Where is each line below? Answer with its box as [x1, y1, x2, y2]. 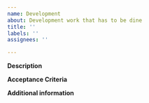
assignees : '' [7, 36, 49, 43]
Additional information [7, 89, 75, 97]
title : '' [7, 23, 36, 30]
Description [7, 62, 43, 70]
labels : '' [7, 29, 39, 37]
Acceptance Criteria [7, 75, 68, 84]
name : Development [7, 10, 61, 18]
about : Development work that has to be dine [7, 17, 142, 24]
